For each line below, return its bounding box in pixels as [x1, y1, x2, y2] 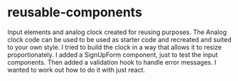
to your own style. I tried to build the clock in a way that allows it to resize [7, 43, 222, 51]
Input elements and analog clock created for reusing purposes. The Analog [7, 28, 227, 36]
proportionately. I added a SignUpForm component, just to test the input [7, 50, 218, 59]
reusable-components [7, 4, 143, 21]
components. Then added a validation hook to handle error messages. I [7, 58, 217, 66]
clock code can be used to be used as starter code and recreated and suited [7, 35, 232, 43]
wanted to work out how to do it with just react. [7, 65, 146, 74]
